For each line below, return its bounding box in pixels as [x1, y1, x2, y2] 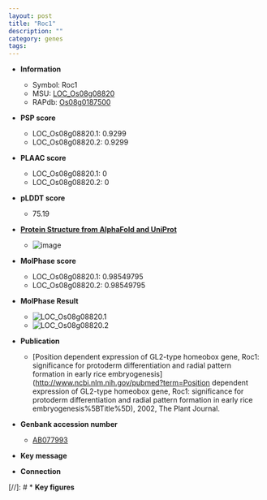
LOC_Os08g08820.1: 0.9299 [32, 129, 127, 139]
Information [19, 64, 62, 74]
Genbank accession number [19, 420, 118, 429]
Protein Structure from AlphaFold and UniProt [19, 225, 177, 235]
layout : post [8, 11, 53, 20]
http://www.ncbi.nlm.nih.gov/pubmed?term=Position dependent [35, 378, 249, 388]
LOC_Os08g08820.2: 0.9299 [32, 137, 129, 147]
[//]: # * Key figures [8, 482, 75, 492]
